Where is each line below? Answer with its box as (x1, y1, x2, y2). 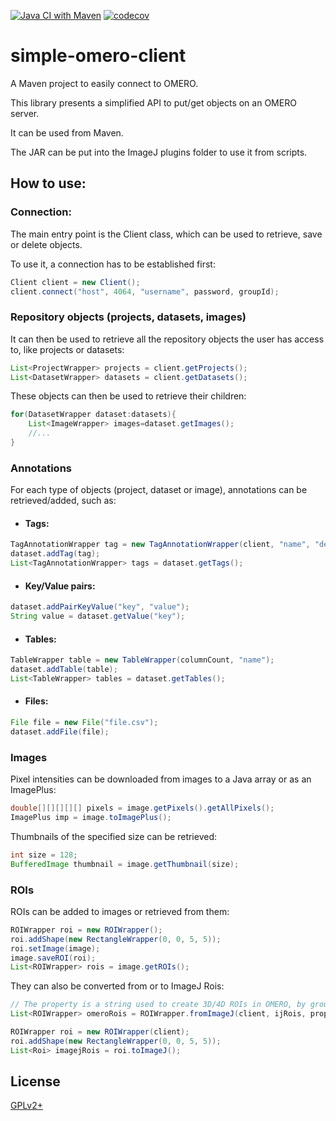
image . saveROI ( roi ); (10, 953, 97, 963)
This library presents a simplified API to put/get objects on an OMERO (10, 96, 297, 109)
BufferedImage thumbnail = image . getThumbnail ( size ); (10, 859, 240, 869)
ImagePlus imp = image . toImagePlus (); (10, 812, 172, 822)
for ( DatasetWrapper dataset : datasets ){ (10, 410, 177, 420)
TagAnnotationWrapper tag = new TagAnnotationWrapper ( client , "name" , (10, 540, 311, 550)
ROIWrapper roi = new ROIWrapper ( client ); (10, 1027, 190, 1037)
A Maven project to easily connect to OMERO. (10, 77, 199, 89)
